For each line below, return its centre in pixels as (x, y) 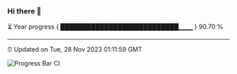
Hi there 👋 (25, 11)
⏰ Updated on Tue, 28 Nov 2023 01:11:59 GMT (75, 50)
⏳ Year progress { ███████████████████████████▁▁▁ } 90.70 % (115, 27)
